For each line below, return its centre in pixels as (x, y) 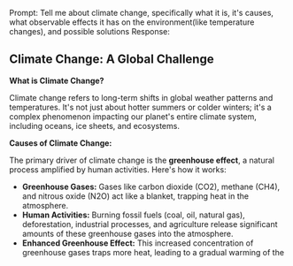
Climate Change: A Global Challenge (112, 60)
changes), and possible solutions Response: (90, 31)
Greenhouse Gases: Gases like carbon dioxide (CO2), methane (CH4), (151, 186)
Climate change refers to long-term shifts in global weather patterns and (141, 97)
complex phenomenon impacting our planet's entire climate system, (133, 116)
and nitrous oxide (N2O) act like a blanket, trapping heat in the (135, 196)
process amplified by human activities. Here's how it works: (118, 169)
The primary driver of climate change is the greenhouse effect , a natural (142, 160)
